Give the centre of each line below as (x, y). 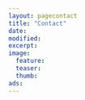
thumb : (27, 76)
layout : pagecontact (43, 16)
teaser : (29, 69)
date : (17, 31)
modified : (25, 38)
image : (19, 53)
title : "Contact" (38, 23)
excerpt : (23, 46)
